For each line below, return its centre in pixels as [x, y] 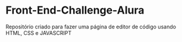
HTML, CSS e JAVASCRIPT [39, 33]
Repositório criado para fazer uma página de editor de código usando [91, 27]
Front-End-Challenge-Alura [75, 10]
